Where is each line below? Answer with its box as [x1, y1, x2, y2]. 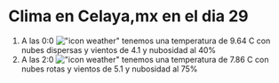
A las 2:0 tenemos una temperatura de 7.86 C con [20, 54, 269, 64]
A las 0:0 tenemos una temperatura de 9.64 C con [20, 35, 271, 46]
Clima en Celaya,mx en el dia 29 [8, 6, 250, 26]
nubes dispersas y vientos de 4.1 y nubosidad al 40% [20, 44, 217, 55]
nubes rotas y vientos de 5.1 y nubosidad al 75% [20, 64, 198, 74]
